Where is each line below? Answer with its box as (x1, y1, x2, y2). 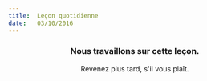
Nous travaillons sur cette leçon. (70, 46, 200, 57)
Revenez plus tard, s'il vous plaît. (80, 63, 189, 73)
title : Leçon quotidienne (8, 11, 99, 20)
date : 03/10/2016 (8, 19, 74, 27)
